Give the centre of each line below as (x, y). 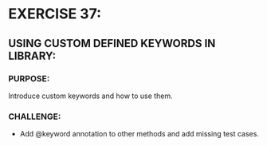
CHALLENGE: (35, 116)
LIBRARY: (32, 55)
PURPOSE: (29, 78)
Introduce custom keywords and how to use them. (90, 96)
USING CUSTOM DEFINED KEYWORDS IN (112, 43)
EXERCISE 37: (55, 14)
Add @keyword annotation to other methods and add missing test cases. (139, 134)
